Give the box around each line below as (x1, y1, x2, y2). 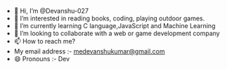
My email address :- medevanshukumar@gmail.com (13, 47, 165, 56)
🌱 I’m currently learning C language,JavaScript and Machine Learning (13, 22, 216, 30)
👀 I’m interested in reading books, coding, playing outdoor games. (13, 14, 205, 23)
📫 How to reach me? (13, 37, 76, 45)
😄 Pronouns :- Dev (13, 55, 70, 63)
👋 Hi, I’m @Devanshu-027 (13, 7, 89, 15)
